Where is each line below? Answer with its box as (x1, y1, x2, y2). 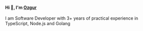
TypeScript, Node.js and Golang (5, 21, 71, 27)
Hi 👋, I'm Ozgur (5, 4, 37, 10)
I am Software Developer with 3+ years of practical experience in (5, 15, 139, 21)
